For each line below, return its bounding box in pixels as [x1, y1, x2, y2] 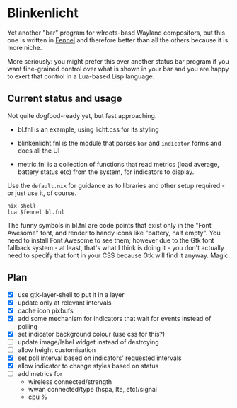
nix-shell [7, 202, 37, 209]
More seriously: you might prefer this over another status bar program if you [7, 57, 230, 65]
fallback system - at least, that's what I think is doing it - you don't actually [7, 243, 224, 252]
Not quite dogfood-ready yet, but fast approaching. [7, 111, 157, 120]
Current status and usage [7, 93, 122, 105]
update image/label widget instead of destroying [17, 337, 159, 346]
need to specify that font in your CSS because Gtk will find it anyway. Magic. [7, 251, 231, 260]
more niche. [7, 43, 42, 52]
